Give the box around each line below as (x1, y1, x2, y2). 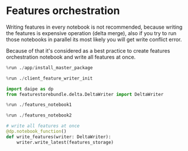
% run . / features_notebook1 (6, 102, 72, 108)
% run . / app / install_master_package (6, 64, 93, 71)
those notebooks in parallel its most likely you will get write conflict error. (6, 36, 182, 43)
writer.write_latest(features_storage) (16, 139, 114, 145)
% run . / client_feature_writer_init (6, 75, 93, 81)
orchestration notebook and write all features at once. (6, 53, 136, 60)
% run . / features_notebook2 (6, 112, 72, 118)
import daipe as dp (6, 86, 54, 92)
